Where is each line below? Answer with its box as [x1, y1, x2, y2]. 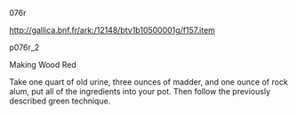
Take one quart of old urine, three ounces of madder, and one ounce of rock [9, 77, 289, 87]
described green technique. [9, 95, 111, 106]
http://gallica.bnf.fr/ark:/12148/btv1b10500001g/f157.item [9, 25, 216, 35]
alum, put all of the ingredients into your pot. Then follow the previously [9, 86, 271, 96]
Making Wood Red [9, 60, 77, 70]
